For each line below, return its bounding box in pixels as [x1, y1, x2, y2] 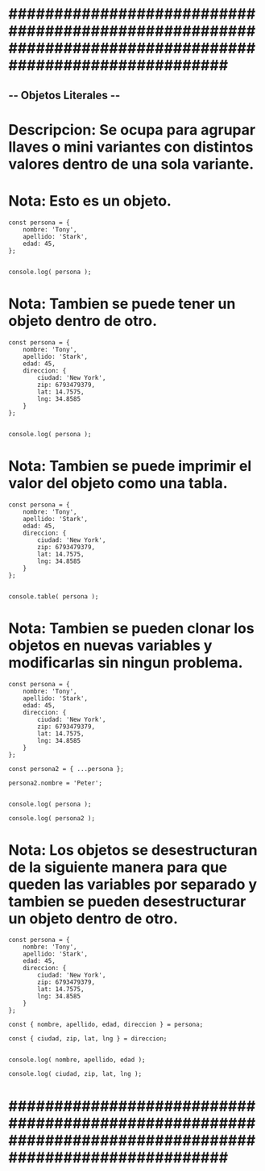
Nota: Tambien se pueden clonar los [8, 619, 255, 637]
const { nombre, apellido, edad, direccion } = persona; [8, 1021, 204, 1029]
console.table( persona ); [8, 592, 99, 601]
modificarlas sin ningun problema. [8, 653, 243, 672]
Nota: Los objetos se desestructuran [8, 840, 258, 859]
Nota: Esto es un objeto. [8, 191, 172, 210]
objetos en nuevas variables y [8, 636, 213, 654]
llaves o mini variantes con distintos [8, 138, 254, 156]
